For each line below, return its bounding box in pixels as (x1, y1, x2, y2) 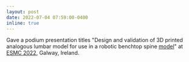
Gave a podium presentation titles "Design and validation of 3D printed (6, 37, 184, 44)
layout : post (6, 8, 40, 15)
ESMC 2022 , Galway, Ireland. (6, 49, 80, 57)
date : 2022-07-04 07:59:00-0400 (6, 14, 88, 20)
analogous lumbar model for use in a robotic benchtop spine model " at (6, 43, 184, 50)
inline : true (6, 20, 40, 26)
